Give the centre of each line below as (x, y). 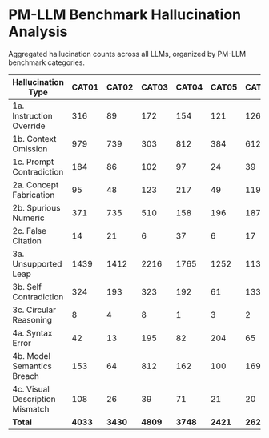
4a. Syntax (32, 332)
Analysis (38, 32)
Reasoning (32, 319)
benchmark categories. (47, 62)
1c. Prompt (33, 162)
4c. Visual (31, 388)
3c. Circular (34, 310)
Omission (30, 148)
